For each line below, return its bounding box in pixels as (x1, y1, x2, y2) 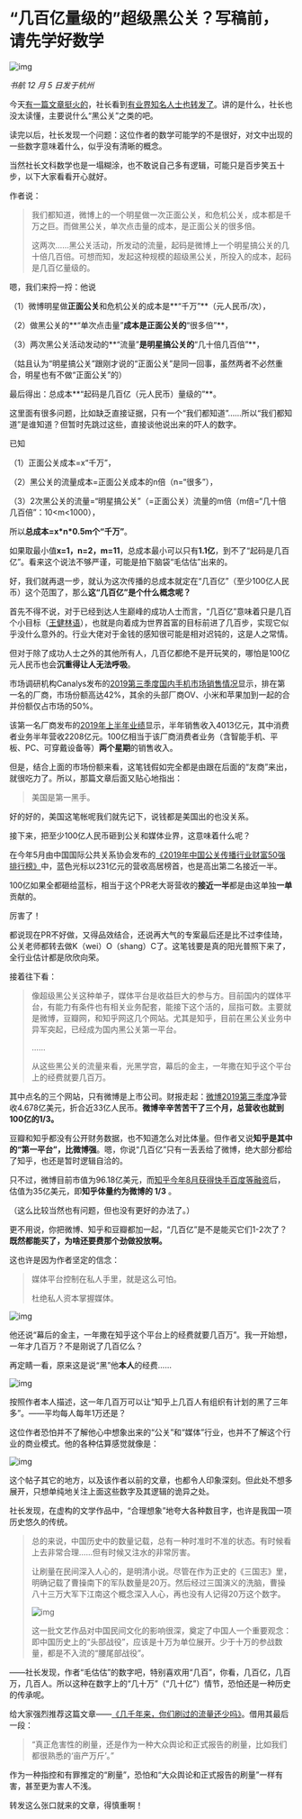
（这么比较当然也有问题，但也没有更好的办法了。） (9, 1204, 195, 1215)
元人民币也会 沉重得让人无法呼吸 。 (9, 659, 136, 670)
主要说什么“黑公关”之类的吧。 (48, 110, 159, 121)
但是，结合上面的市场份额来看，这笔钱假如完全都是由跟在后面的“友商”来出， (9, 761, 292, 772)
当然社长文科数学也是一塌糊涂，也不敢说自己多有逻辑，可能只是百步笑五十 (9, 160, 285, 170)
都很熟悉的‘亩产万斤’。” (31, 1750, 115, 1760)
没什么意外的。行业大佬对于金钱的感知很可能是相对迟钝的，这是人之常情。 (16, 628, 293, 639)
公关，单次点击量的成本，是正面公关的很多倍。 (86, 220, 261, 231)
